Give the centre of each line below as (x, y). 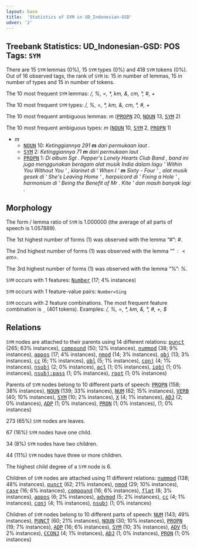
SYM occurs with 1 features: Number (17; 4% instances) (71, 280)
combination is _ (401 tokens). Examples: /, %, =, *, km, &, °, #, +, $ (86, 309)
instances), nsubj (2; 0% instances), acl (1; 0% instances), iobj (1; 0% (94, 367)
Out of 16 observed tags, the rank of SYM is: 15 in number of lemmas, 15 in (94, 76)
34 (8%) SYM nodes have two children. (52, 444)
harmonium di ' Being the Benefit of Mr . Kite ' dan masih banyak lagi (107, 183)
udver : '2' (19, 22)
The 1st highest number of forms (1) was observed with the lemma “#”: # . (94, 240)
